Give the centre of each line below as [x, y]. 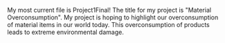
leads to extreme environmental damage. [66, 32]
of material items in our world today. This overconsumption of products [108, 25]
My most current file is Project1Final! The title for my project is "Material [109, 10]
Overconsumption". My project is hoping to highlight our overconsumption [113, 17]
